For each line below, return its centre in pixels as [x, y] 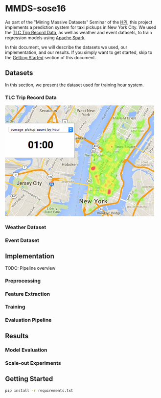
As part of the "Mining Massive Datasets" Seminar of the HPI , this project [79, 22]
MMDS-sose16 [35, 9]
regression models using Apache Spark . [46, 38]
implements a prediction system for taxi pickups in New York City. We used [81, 27]
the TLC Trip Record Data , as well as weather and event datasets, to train [79, 32]
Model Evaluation [26, 350]
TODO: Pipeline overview [30, 268]
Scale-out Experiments [33, 363]
